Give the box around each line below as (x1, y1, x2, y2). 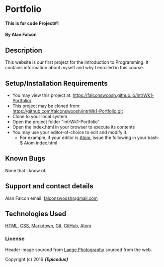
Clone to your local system (12, 114, 68, 119)
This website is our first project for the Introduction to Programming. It (5, 59, 149, 65)
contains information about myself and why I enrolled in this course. (5, 65, 144, 71)
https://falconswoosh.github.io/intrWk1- (73, 92, 154, 98)
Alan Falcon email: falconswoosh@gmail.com (5, 195, 98, 201)
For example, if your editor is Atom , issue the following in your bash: (19, 134, 159, 140)
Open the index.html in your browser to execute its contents (12, 124, 135, 130)
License (5, 235, 25, 242)
